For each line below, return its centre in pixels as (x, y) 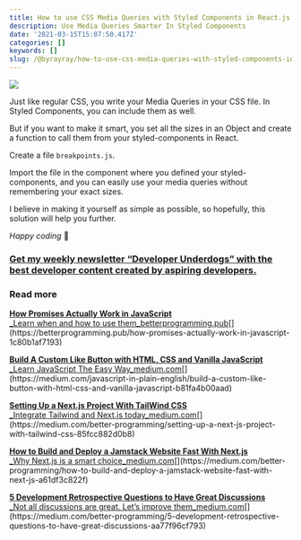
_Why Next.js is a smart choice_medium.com (92, 461)
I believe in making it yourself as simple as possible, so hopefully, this (138, 209)
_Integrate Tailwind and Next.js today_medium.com (103, 415)
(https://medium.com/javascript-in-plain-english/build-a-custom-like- (138, 379)
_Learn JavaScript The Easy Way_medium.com (95, 369)
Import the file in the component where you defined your (114, 172)
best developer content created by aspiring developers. (133, 270)
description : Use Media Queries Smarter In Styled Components (128, 26)
